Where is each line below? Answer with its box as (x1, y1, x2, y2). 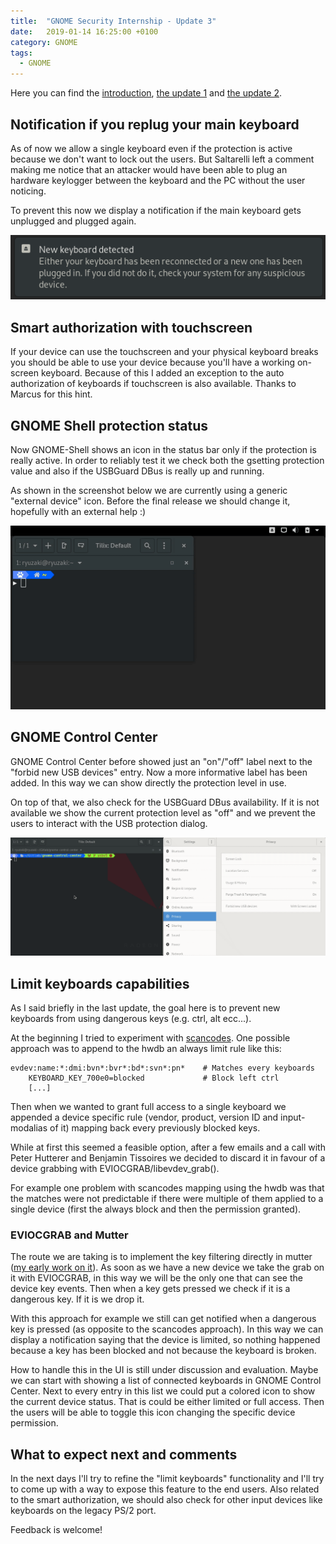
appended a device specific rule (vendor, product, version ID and (10, 1111, 279, 1124)
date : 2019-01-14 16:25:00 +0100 (10, 26, 159, 37)
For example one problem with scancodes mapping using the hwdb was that (10, 1182, 325, 1194)
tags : (10, 48, 33, 58)
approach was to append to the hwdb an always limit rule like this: (10, 1043, 282, 1055)
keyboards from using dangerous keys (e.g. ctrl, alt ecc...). (10, 1013, 252, 1025)
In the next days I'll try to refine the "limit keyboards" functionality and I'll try (10, 1473, 325, 1485)
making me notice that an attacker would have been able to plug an (10, 163, 288, 175)
